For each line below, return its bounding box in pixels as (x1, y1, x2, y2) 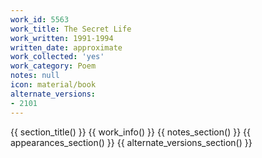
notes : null (10, 71, 60, 81)
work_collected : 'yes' (10, 52, 105, 62)
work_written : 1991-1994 (10, 33, 114, 43)
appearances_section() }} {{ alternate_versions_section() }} (10, 136, 253, 148)
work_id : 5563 (10, 14, 70, 25)
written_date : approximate (10, 42, 123, 53)
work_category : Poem (10, 61, 97, 71)
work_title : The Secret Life (10, 24, 132, 34)
